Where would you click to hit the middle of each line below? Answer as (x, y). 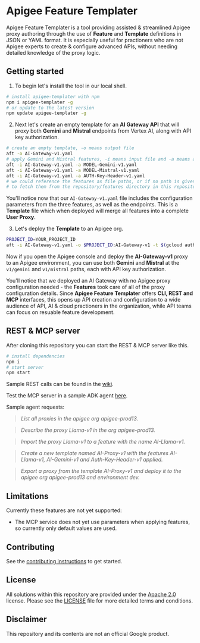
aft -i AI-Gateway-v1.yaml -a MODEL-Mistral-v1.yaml (73, 170)
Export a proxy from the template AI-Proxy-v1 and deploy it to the (101, 471)
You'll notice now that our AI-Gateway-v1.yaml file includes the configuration (99, 198)
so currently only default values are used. (66, 528)
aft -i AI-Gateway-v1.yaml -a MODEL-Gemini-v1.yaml (71, 165)
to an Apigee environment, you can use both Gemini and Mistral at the (93, 263)
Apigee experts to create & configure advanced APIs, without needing (92, 46)
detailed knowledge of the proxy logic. (53, 52)
